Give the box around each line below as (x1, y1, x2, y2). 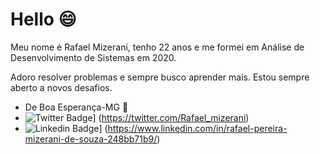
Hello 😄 (10, 8, 77, 31)
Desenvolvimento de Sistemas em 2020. (10, 51, 177, 63)
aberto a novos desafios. (10, 81, 113, 93)
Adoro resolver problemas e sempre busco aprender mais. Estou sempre (10, 71, 310, 83)
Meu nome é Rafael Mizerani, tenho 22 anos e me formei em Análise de (10, 41, 305, 53)
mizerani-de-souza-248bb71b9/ (24, 133, 158, 145)
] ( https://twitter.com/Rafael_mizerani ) (92, 111, 250, 123)
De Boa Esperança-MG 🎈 (24, 101, 129, 113)
